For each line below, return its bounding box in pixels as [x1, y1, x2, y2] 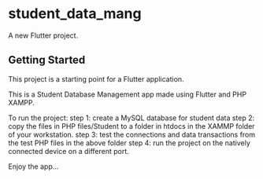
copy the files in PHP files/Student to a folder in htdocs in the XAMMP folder [8, 121, 255, 130]
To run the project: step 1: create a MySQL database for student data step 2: [8, 113, 255, 122]
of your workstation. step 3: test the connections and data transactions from [8, 130, 256, 139]
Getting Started [8, 53, 86, 67]
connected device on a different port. [8, 146, 130, 155]
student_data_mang [8, 5, 142, 23]
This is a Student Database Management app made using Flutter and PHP [8, 89, 246, 99]
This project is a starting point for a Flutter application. [8, 74, 184, 83]
